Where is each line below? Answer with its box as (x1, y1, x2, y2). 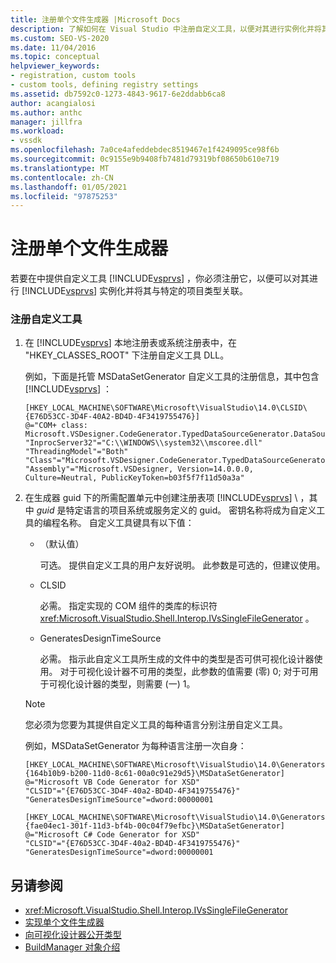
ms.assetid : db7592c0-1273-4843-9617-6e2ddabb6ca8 (10, 89, 226, 99)
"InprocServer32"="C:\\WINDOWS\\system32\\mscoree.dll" (24, 438, 263, 448)
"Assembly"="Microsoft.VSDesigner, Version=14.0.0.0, (24, 464, 254, 475)
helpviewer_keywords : (10, 61, 101, 71)
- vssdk (10, 136, 43, 146)
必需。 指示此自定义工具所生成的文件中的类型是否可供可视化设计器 (39, 653, 315, 665)
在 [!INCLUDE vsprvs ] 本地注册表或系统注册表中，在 (24, 337, 237, 349)
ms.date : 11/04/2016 (10, 42, 97, 53)
